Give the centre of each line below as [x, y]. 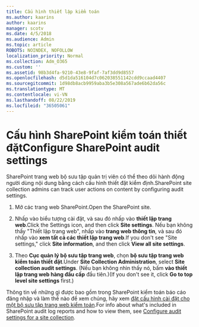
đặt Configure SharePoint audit [83, 148]
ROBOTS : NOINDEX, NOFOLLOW [40, 51]
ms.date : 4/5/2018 [29, 34]
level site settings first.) [44, 281]
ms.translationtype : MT [36, 89]
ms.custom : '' [24, 67]
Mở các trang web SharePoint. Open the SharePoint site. [83, 207]
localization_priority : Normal [45, 56]
